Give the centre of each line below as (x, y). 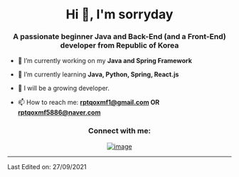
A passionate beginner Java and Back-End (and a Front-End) (119, 37)
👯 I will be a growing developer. (64, 88)
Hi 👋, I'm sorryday (119, 15)
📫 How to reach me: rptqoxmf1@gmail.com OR (89, 103)
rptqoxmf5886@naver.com (59, 113)
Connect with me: (119, 131)
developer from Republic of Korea (119, 45)
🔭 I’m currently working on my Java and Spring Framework (105, 61)
